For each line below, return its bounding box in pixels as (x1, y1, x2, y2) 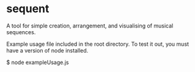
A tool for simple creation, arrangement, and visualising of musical (6, 22, 174, 29)
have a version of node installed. (6, 46, 89, 54)
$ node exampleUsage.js (6, 59, 69, 66)
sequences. (6, 28, 36, 35)
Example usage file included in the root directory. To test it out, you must (6, 40, 189, 48)
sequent (6, 2, 50, 16)
